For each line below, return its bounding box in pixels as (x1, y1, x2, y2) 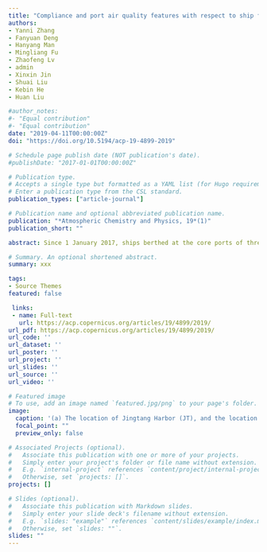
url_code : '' (8, 333, 52, 342)
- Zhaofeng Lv (8, 56, 56, 64)
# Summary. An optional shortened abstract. (8, 253, 158, 261)
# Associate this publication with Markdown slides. (8, 502, 194, 510)
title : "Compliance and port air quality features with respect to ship (8, 11, 254, 20)
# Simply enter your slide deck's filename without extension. (8, 510, 229, 518)
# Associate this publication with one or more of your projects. (8, 451, 240, 459)
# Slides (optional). (8, 495, 80, 503)
